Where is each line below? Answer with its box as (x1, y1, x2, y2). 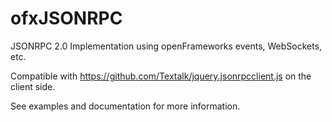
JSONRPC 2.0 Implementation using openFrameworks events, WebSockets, (10, 40, 323, 52)
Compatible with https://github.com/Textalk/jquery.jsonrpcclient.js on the (10, 70, 312, 82)
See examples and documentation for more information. (10, 100, 241, 112)
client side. (10, 80, 56, 92)
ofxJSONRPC (10, 7, 123, 30)
